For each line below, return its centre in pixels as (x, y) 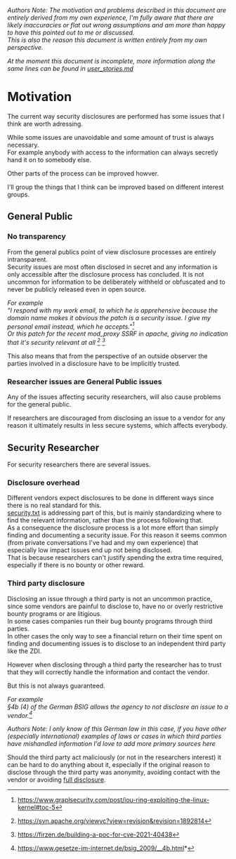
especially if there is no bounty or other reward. (76, 565)
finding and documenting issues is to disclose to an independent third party (117, 643)
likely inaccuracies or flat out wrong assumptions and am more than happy (117, 25)
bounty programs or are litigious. (54, 613)
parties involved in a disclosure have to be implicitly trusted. (94, 363)
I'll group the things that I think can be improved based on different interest (116, 187)
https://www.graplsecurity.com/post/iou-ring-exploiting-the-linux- (113, 800)
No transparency (37, 237)
